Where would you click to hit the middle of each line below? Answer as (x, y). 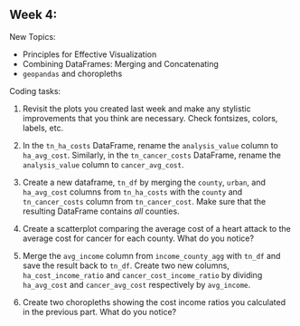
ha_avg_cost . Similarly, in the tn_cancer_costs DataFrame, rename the (152, 155)
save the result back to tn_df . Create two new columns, (126, 265)
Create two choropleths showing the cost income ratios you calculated (154, 302)
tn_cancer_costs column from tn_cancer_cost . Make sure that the (144, 201)
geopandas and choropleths (72, 73)
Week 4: (33, 15)
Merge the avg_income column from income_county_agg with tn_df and (151, 255)
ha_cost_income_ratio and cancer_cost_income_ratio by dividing (142, 274)
